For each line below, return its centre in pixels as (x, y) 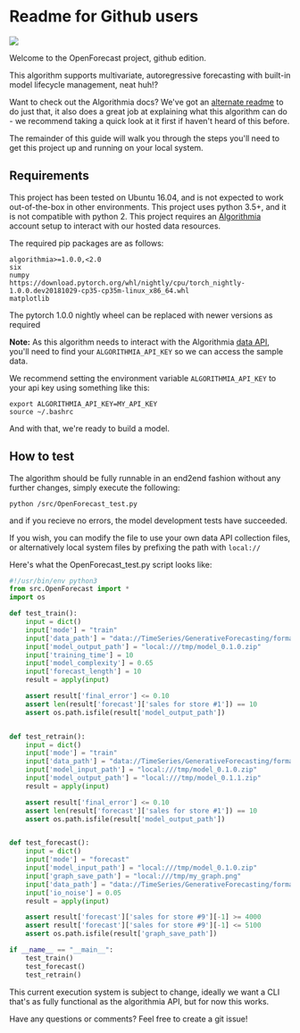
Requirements (49, 176)
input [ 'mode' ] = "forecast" (77, 860)
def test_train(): (43, 613)
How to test (42, 457)
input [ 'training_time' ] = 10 (79, 655)
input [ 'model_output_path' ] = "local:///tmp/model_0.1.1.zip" (143, 779)
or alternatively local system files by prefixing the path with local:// (135, 547)
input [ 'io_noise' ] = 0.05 (74, 893)
